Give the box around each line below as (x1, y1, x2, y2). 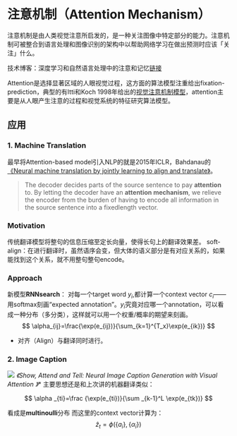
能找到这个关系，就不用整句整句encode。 (7, 255, 128, 263)
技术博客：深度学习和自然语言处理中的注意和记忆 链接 (7, 63, 162, 72)
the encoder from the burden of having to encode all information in (24, 195, 219, 204)
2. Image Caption (7, 354, 67, 364)
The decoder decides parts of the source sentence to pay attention (24, 181, 222, 189)
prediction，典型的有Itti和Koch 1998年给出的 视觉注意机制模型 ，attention (7, 87, 218, 96)
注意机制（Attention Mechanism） (7, 6, 211, 23)
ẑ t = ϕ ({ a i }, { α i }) (95, 420, 142, 430)
